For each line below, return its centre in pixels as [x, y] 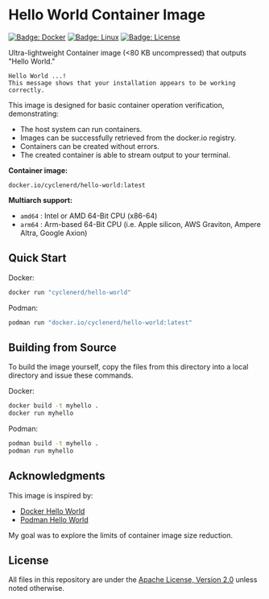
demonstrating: [33, 114]
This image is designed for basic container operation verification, [116, 105]
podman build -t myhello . [54, 444]
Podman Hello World [54, 519]
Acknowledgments [57, 476]
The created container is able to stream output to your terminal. [125, 155]
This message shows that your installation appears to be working [122, 83]
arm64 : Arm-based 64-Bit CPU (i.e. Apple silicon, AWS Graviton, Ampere [141, 224]
